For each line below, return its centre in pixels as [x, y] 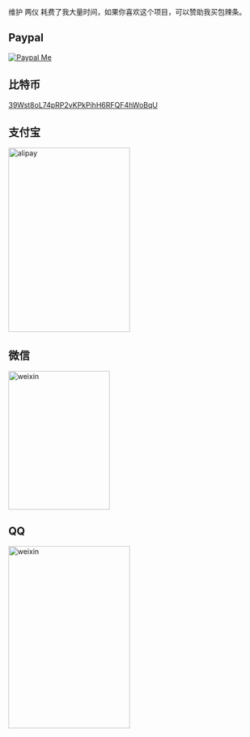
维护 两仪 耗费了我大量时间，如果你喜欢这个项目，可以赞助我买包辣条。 [127, 12]
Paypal [26, 38]
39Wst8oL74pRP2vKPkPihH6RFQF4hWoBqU [83, 104]
